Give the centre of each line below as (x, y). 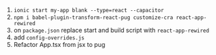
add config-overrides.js (49, 37)
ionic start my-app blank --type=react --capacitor (89, 10)
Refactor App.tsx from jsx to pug (59, 44)
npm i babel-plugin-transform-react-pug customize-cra (93, 18)
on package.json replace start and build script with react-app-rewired (111, 30)
